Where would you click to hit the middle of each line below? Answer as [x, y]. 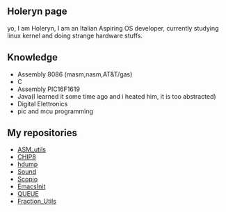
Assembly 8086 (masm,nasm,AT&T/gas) [75, 74]
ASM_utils [32, 149]
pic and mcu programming [55, 111]
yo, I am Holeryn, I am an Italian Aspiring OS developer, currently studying [113, 28]
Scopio [27, 179]
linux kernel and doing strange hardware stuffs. [75, 35]
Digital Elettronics [42, 104]
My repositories [42, 133]
